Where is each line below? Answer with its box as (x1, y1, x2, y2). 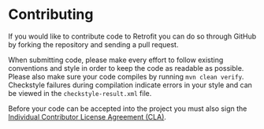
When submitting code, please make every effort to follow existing (8, 55, 224, 64)
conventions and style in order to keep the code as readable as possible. (8, 63, 244, 72)
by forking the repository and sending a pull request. (8, 39, 179, 49)
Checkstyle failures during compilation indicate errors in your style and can (8, 80, 252, 90)
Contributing (8, 6, 94, 24)
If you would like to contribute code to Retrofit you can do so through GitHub (8, 31, 257, 41)
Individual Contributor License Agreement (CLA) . (8, 112, 167, 121)
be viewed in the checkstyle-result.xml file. (8, 88, 152, 98)
